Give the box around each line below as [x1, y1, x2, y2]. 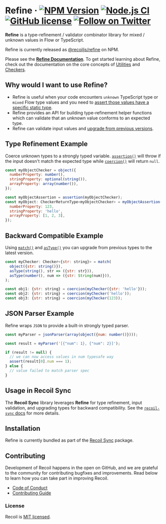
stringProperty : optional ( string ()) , [9, 177, 87, 182]
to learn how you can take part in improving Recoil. [5, 475, 109, 481]
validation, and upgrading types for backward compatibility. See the [5, 405, 143, 411]
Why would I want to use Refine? [5, 81, 108, 89]
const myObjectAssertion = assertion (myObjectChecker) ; [5, 195, 123, 200]
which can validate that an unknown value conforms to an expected [12, 115, 150, 121]
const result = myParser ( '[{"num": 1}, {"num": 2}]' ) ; [5, 341, 121, 346]
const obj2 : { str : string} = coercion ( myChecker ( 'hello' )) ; [5, 291, 132, 296]
